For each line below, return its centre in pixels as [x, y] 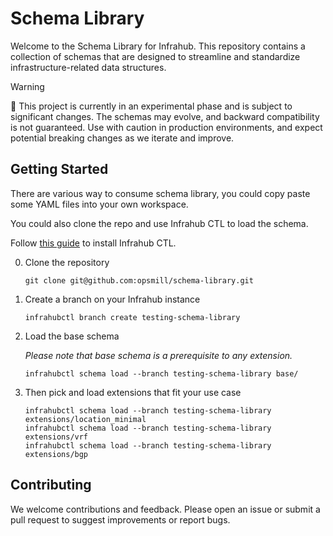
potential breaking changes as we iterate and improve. [122, 138]
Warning [27, 86]
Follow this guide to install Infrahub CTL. [93, 243]
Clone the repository [67, 262]
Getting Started [59, 169]
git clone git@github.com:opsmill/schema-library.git [139, 280]
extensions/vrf [56, 437]
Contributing [51, 485]
